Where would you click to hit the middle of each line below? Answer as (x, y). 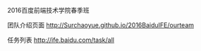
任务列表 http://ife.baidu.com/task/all (61, 40)
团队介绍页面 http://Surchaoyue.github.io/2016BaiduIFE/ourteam (101, 25)
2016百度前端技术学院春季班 (48, 10)
